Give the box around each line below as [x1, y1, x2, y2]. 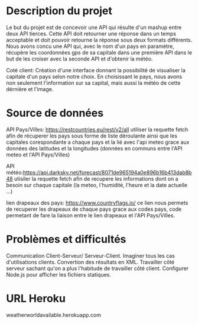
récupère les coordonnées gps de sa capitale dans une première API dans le [6, 49, 192, 56]
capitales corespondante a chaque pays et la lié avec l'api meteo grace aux [6, 138, 190, 146]
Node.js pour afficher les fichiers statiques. [6, 271, 111, 278]
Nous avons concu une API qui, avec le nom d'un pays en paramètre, [6, 43, 174, 50]
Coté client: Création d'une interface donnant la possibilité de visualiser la [6, 66, 186, 73]
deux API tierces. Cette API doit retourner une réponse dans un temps [6, 30, 176, 37]
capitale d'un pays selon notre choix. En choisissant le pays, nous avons [6, 73, 182, 80]
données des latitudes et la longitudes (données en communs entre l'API [6, 145, 183, 152]
